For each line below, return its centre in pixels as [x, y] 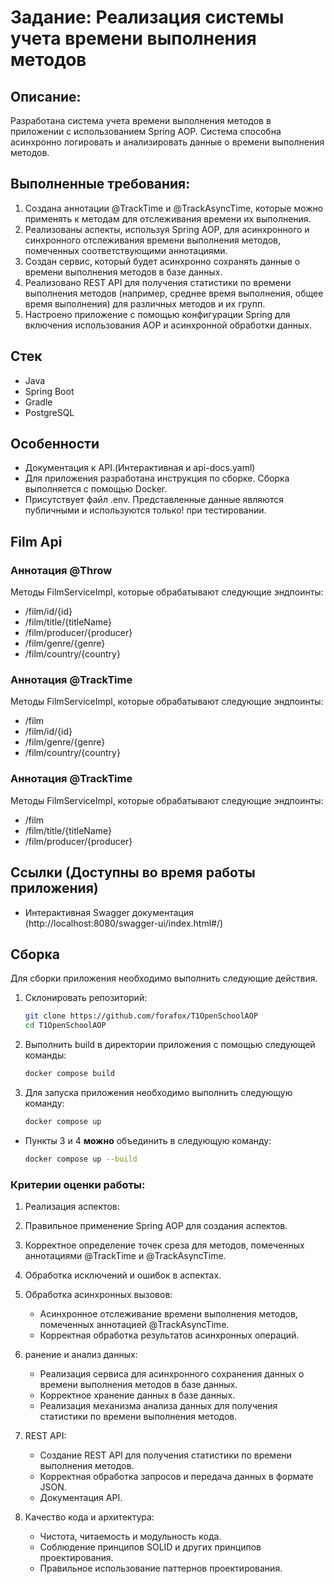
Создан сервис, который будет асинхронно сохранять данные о [162, 261]
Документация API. [81, 1498]
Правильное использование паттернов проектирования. [161, 1568]
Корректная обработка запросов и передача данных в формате [176, 1477]
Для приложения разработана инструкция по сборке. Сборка [157, 478]
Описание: [46, 96]
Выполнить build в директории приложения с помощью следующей [170, 1045]
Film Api [36, 541]
